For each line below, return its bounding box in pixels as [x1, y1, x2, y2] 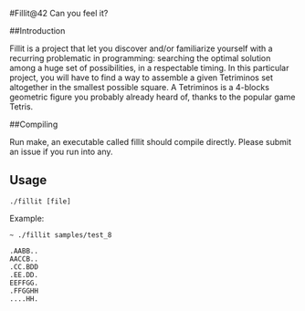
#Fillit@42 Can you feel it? [9, 8, 109, 18]
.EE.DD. [9, 270, 39, 279]
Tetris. [9, 101, 34, 112]
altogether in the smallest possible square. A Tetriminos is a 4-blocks [9, 82, 269, 92]
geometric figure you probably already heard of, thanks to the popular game [9, 91, 296, 102]
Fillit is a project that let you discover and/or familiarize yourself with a [9, 43, 273, 54]
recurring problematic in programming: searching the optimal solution [9, 53, 271, 63]
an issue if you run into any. [9, 146, 113, 157]
